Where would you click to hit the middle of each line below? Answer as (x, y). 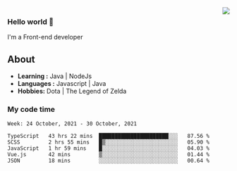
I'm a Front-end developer (45, 37)
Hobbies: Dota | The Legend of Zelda (72, 91)
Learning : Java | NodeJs (55, 76)
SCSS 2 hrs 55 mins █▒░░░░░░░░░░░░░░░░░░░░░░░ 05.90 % (109, 142)
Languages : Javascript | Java (62, 84)
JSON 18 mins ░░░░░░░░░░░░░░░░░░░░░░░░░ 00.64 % (109, 161)
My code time (31, 110)
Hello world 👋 (31, 22)
